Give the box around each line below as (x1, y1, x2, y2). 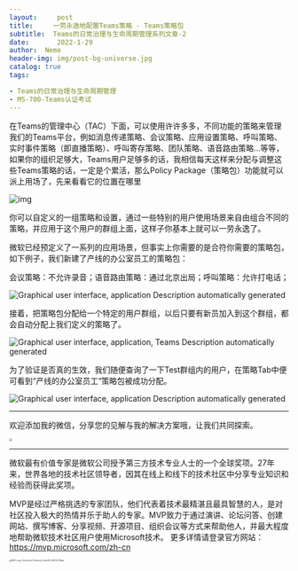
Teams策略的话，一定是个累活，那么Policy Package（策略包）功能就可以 (16, 165, 284, 176)
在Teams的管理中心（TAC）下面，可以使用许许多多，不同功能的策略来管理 (9, 121, 282, 131)
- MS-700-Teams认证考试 (9, 95, 91, 104)
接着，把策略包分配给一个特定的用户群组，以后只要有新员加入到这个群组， (9, 308, 281, 318)
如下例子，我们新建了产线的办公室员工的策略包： (9, 253, 188, 263)
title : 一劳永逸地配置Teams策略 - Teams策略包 (9, 21, 184, 30)
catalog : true (9, 63, 62, 72)
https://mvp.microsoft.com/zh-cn (9, 542, 131, 552)
